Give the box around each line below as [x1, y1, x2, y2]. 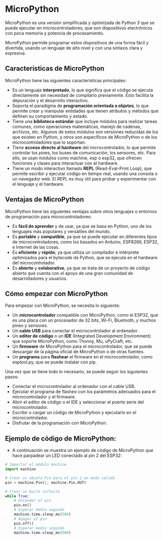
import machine [5, 467, 36, 472]
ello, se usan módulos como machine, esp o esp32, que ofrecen [12, 155, 142, 161]
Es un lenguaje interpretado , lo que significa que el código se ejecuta [12, 87, 153, 93]
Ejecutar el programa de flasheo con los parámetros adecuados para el [12, 389, 156, 394]
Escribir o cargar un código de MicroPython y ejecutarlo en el [12, 410, 137, 416]
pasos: [5, 374, 19, 380]
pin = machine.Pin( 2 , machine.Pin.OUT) [5, 480, 87, 485]
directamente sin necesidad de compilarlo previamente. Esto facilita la [12, 92, 154, 98]
